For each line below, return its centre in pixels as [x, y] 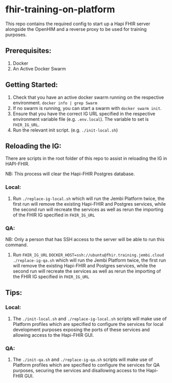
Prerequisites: [28, 51]
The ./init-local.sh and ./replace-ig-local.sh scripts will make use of [90, 318]
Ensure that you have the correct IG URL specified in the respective [84, 114]
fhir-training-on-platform [60, 10]
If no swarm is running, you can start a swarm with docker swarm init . [87, 108]
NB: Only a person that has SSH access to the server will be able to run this [85, 239]
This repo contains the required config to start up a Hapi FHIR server [78, 24]
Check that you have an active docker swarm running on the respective [88, 97]
